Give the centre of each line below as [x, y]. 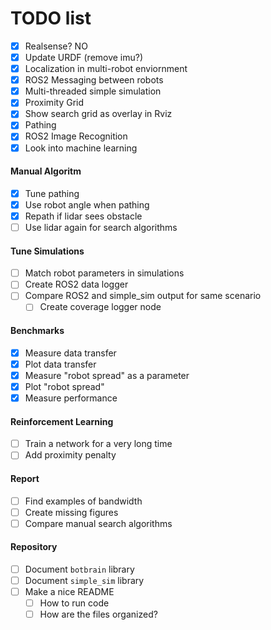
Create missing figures [71, 512]
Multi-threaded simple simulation [93, 91]
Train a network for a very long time [98, 444]
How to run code [74, 603]
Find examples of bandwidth [83, 501]
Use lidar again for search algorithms [101, 227]
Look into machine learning [81, 148]
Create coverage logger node [100, 307]
